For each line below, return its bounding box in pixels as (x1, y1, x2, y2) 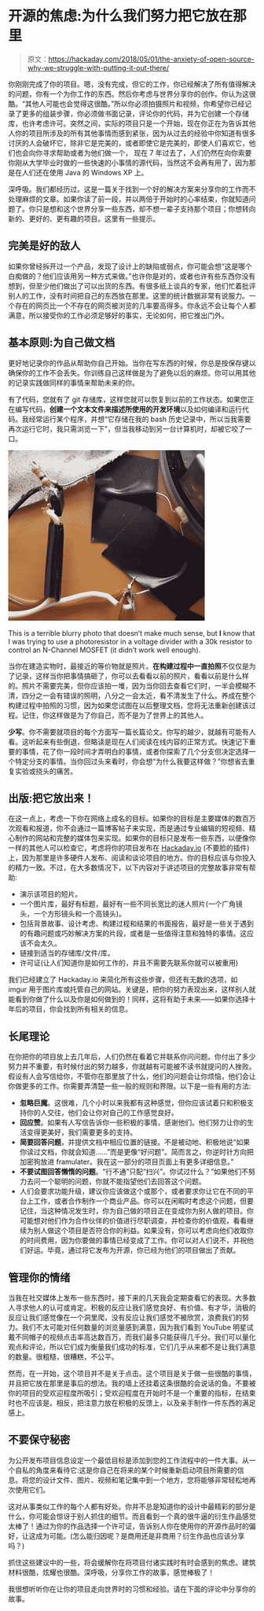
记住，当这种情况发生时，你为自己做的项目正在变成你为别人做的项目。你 (19, 1206, 254, 1216)
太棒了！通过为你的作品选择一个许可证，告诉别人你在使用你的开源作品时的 (8, 1521, 249, 1531)
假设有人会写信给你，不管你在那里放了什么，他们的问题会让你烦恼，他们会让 (8, 1072, 256, 1081)
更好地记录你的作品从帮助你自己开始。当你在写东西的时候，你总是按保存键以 (8, 358, 256, 368)
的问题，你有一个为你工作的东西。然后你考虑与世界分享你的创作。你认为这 (8, 89, 249, 98)
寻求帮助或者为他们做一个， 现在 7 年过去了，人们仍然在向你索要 (42, 148, 252, 157)
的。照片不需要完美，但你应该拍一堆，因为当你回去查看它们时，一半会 (8, 681, 236, 690)
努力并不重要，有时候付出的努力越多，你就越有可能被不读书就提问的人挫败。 (8, 1062, 256, 1071)
